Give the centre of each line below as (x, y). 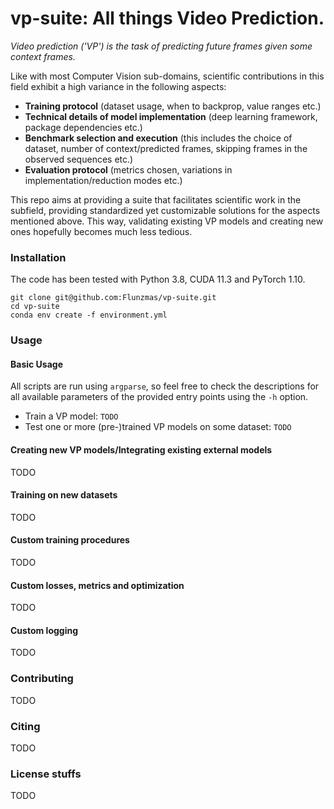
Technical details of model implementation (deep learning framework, (171, 116)
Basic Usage (36, 364)
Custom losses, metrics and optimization (97, 585)
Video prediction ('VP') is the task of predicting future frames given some (161, 46)
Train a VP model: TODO (71, 416)
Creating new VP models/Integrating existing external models (141, 449)
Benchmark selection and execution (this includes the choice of (158, 138)
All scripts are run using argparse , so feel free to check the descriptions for (165, 386)
